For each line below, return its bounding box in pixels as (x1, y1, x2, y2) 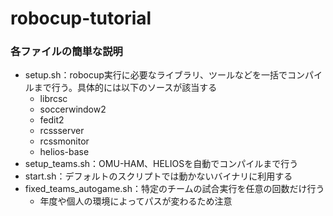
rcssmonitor (39, 135, 90, 147)
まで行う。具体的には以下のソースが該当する (33, 82, 218, 94)
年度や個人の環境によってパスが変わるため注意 (39, 195, 233, 207)
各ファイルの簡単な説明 (10, 45, 123, 59)
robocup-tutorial (10, 7, 152, 30)
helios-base (39, 146, 90, 158)
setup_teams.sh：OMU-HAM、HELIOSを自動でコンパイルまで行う (24, 158, 299, 170)
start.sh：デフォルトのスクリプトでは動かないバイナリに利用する (24, 170, 293, 182)
